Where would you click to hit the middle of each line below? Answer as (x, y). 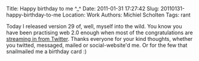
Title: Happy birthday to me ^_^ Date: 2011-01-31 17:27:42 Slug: (83, 9)
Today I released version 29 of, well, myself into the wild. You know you (94, 26)
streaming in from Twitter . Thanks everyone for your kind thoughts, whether (99, 39)
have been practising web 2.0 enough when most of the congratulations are (99, 33)
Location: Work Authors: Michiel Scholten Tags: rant (127, 15)
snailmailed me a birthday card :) (47, 52)
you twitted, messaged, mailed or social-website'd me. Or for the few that (97, 45)
